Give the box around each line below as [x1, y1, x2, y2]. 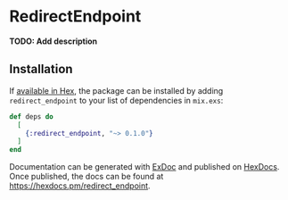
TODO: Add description [9, 36, 98, 46]
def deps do [9, 112, 53, 121]
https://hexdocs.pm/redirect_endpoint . [9, 180, 151, 191]
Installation [9, 62, 73, 77]
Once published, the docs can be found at [9, 171, 164, 182]
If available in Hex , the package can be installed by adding [9, 85, 224, 96]
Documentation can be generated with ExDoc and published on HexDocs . [9, 162, 280, 172]
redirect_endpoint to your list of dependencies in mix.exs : [9, 95, 224, 105]
